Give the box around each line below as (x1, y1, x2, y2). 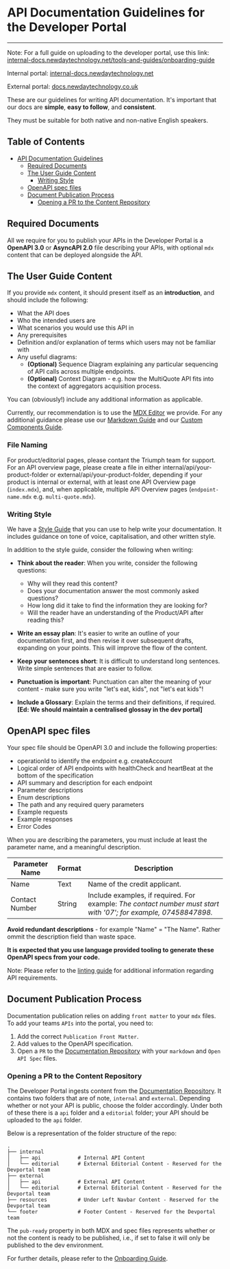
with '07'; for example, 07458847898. (88, 907, 214, 917)
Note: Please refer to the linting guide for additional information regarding (7, 966, 214, 974)
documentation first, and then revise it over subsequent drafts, (16, 636, 194, 644)
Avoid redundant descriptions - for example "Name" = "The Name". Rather (7, 925, 221, 933)
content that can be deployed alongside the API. (7, 250, 143, 258)
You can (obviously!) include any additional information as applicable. (7, 396, 203, 404)
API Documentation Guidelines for (7, 5, 205, 21)
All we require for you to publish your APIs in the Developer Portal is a (7, 236, 203, 244)
